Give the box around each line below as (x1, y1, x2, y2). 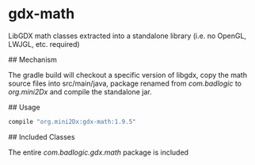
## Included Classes (8, 132, 75, 141)
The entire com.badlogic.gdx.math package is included (8, 148, 188, 157)
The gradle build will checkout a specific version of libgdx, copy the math (8, 70, 248, 79)
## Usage (8, 102, 41, 112)
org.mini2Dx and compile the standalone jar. (8, 86, 152, 96)
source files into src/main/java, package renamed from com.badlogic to (8, 79, 242, 88)
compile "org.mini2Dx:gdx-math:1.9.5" (8, 117, 136, 125)
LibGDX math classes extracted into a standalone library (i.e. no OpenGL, (8, 31, 247, 40)
